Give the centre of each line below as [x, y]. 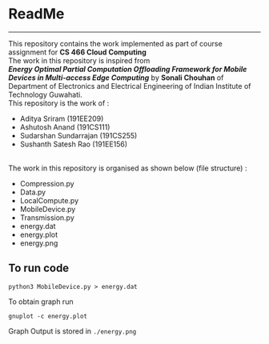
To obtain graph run [41, 302]
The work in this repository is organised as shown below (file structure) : [128, 168]
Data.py [33, 192]
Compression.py [47, 183]
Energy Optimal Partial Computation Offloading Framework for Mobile [128, 69]
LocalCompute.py [49, 200]
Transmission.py [47, 218]
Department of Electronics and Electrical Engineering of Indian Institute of [130, 86]
